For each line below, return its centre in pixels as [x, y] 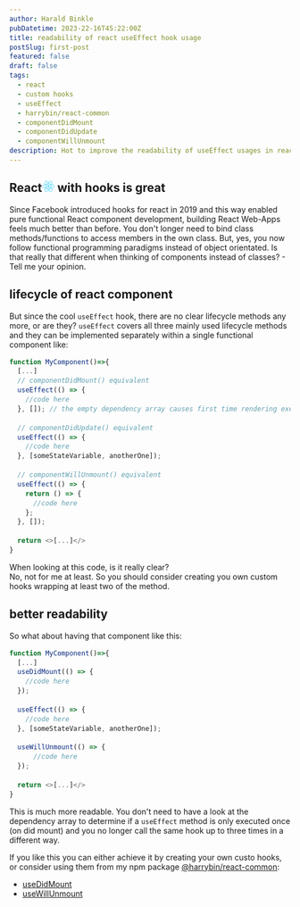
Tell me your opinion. [48, 266]
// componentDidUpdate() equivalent [85, 428]
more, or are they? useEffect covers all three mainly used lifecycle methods [148, 325]
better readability [59, 615]
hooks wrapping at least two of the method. [89, 586]
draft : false [33, 66]
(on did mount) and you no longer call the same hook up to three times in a [146, 830]
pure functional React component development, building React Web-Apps [145, 219]
